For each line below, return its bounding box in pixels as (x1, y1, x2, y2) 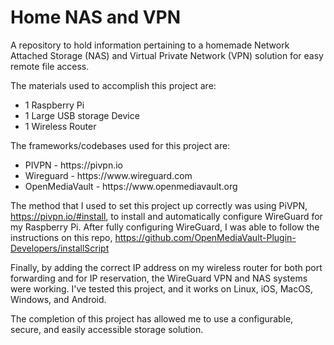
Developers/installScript (10, 242, 110, 254)
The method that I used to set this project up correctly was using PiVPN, (10, 199, 308, 211)
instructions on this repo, (10, 231, 113, 243)
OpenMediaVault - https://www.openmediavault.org (24, 180, 238, 192)
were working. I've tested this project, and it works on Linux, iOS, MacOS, (10, 282, 313, 295)
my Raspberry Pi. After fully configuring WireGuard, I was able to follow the (10, 221, 320, 233)
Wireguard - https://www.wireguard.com (24, 169, 193, 181)
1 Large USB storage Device (24, 109, 140, 121)
